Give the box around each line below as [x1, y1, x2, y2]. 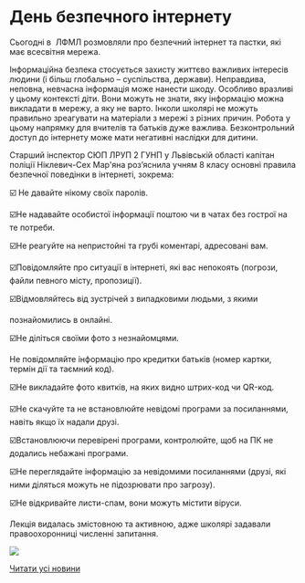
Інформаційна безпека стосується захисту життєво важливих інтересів [9, 64, 289, 75]
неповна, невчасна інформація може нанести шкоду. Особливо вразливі [9, 83, 294, 94]
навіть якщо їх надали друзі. [9, 416, 120, 427]
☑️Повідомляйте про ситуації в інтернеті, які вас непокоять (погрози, [9, 262, 279, 273]
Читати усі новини [9, 563, 80, 574]
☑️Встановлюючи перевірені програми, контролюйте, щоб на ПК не [9, 434, 274, 445]
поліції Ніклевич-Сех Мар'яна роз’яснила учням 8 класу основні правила [9, 159, 297, 170]
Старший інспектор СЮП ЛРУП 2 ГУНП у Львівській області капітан [9, 149, 276, 161]
